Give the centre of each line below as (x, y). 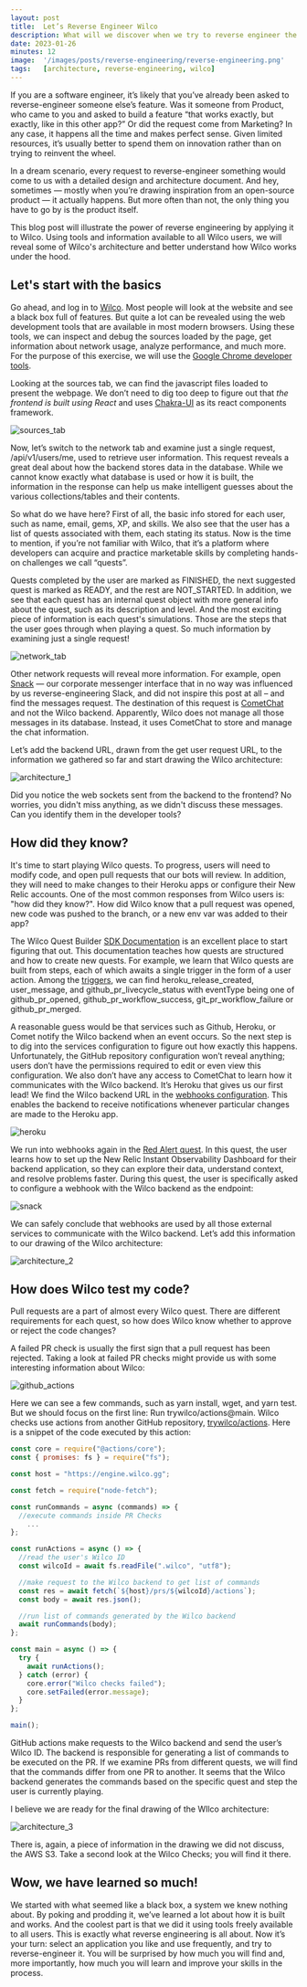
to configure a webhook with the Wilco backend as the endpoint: (132, 1188)
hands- (285, 553)
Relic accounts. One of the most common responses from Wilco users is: (148, 894)
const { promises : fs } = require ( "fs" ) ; (90, 1458)
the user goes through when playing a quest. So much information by (141, 629)
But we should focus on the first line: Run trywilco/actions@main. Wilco (145, 1413)
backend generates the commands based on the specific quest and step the (154, 1781)
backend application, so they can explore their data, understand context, (147, 1168)
